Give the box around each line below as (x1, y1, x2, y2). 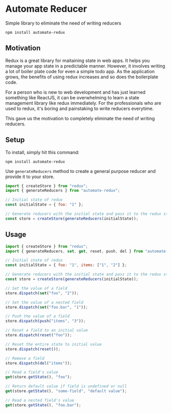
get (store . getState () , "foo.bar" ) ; (5, 402, 81, 407)
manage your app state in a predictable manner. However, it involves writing (5, 62, 165, 69)
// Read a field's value (5, 369, 58, 375)
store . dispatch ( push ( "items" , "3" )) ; (5, 318, 86, 324)
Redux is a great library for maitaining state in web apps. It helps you (5, 57, 150, 63)
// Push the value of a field (5, 314, 70, 319)
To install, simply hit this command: (5, 149, 79, 155)
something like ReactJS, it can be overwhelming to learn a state (5, 94, 140, 100)
